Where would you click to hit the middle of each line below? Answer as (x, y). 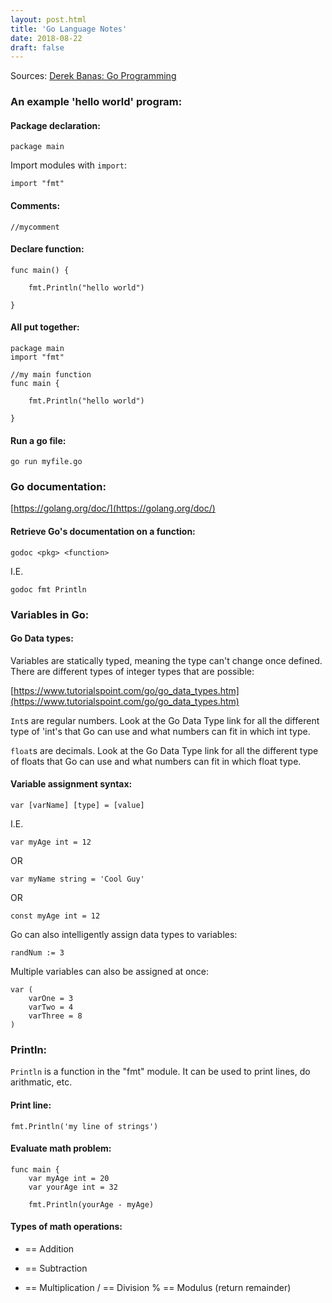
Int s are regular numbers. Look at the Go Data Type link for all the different (165, 720)
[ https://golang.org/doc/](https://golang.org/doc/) (113, 508)
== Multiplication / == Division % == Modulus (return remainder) (158, 1287)
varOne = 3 (51, 999)
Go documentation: (58, 487)
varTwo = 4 (51, 1007)
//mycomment (35, 227)
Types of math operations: (66, 1227)
